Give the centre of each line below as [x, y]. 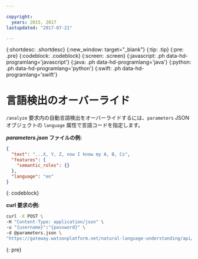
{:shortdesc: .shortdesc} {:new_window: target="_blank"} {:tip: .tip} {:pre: [95, 50]
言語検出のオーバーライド [68, 100]
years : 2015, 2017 [34, 22]
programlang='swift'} [32, 75]
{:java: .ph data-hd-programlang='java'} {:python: [131, 62]
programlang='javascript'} [38, 62]
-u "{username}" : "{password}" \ [46, 228]
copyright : [19, 17]
